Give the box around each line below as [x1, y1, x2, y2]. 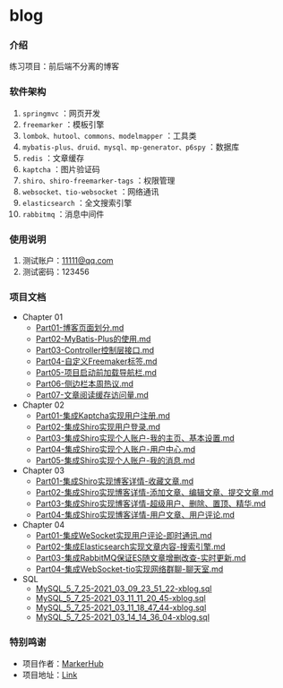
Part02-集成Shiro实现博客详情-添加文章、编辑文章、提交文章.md [35, 487, 274, 498]
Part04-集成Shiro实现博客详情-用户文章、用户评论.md [35, 510, 236, 520]
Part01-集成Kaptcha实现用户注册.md [35, 410, 170, 421]
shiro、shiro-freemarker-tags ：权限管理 [21, 175, 176, 185]
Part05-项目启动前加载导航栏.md [35, 367, 157, 378]
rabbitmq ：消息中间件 [21, 208, 105, 219]
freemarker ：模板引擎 [21, 118, 105, 130]
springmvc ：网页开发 [21, 107, 101, 118]
